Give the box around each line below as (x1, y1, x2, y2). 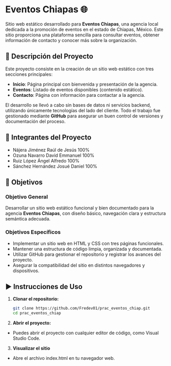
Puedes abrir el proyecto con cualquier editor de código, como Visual (12, 330, 159, 336)
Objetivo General (5, 193, 48, 200)
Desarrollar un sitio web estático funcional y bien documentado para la (5, 205, 154, 211)
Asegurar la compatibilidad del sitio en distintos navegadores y (12, 262, 145, 268)
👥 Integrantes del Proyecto (5, 133, 92, 142)
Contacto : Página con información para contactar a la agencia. (12, 92, 145, 98)
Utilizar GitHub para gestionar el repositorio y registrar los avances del (12, 251, 161, 257)
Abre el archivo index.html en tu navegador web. (12, 355, 115, 361)
